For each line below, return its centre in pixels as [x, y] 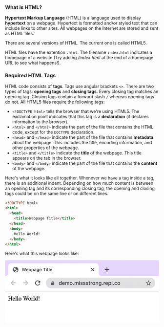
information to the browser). [40, 122]
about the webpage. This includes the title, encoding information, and [82, 142]
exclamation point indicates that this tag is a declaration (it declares [80, 116]
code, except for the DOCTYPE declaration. [53, 132]
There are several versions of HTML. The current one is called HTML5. [76, 43]
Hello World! [27, 234]
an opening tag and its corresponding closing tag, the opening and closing [80, 188]
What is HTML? [24, 7]
